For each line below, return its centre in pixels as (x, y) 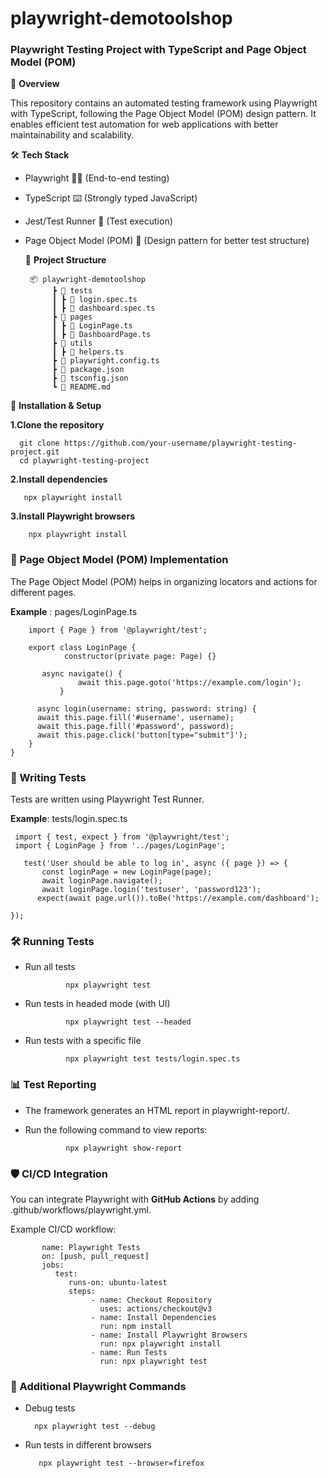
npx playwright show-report (124, 1148)
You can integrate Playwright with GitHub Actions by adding (135, 1199)
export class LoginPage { (82, 647)
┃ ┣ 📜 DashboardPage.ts (101, 335)
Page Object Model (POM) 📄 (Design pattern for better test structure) (167, 241)
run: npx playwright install (160, 1343)
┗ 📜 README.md (81, 387)
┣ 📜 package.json (88, 370)
